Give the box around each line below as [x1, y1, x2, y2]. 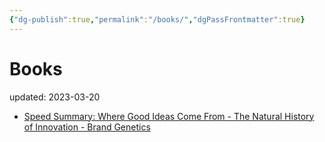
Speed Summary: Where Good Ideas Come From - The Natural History [23, 110, 315, 122]
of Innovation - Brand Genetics [23, 121, 151, 133]
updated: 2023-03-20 [9, 91, 101, 103]
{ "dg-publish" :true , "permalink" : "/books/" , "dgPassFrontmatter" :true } [9, 14, 306, 25]
